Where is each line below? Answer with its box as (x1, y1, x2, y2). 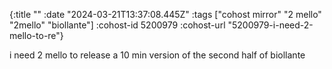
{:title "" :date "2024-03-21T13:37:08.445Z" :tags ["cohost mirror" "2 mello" (9, 9, 322, 20)
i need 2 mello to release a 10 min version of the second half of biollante (9, 49, 306, 61)
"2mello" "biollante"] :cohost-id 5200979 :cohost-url (9, 19, 226, 31)
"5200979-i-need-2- (227, 19, 314, 31)
